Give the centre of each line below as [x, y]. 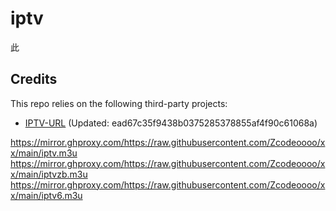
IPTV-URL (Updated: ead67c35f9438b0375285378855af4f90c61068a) [171, 123]
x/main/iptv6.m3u [46, 195]
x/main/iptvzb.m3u [49, 174]
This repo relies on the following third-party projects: [119, 103]
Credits [34, 79]
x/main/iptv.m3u [44, 153]
